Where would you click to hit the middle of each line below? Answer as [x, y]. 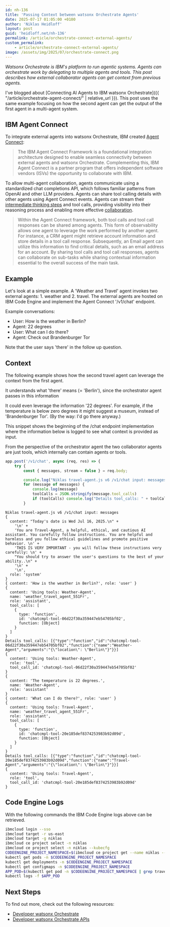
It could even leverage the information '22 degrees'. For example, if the [79, 406]
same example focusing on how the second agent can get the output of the [84, 103]
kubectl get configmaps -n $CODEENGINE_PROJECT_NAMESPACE [68, 867]
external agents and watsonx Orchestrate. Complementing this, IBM [88, 163]
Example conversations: [30, 312]
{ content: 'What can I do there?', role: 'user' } [61, 698]
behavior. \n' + [22, 543]
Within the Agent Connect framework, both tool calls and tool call [86, 220]
